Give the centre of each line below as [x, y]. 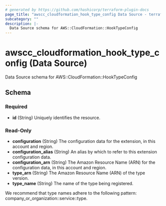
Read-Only [19, 131]
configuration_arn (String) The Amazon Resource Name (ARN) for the [84, 162]
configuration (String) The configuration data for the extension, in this [84, 141]
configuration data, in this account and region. [59, 168]
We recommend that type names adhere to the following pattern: [71, 193]
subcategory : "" [22, 19]
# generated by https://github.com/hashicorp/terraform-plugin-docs [77, 10]
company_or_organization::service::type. [46, 199]
